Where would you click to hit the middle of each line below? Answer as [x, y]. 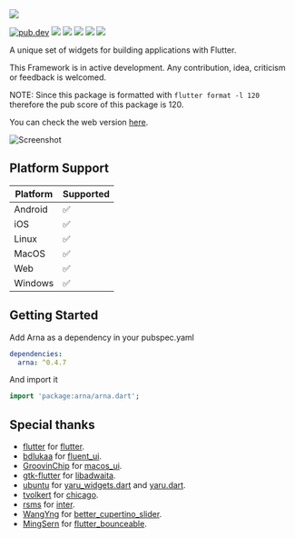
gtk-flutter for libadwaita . [69, 475]
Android [31, 209]
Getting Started [54, 316]
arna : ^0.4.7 [42, 363]
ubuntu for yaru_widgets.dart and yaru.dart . [104, 485]
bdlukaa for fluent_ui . [62, 456]
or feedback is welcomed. [58, 77]
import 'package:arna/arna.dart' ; [75, 396]
